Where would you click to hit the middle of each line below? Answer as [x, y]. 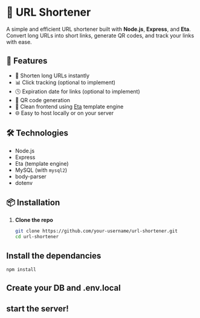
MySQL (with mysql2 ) [41, 170]
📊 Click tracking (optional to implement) [65, 82]
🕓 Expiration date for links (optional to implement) [77, 91]
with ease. [19, 42]
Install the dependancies [54, 255]
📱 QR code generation [43, 100]
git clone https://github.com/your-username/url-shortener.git [96, 231]
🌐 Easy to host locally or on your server [64, 113]
